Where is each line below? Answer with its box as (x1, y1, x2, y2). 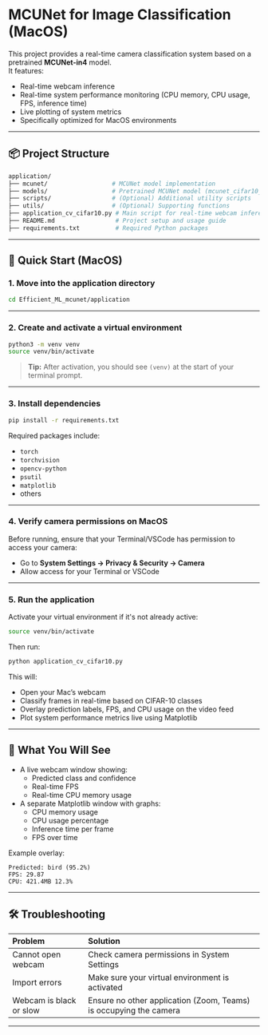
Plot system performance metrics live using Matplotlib (19, 712, 198, 722)
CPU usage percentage (31, 815, 109, 825)
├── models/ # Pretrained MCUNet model (8, 187, 202, 195)
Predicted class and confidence (31, 773, 136, 783)
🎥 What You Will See (8, 744, 112, 757)
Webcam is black (12, 994, 77, 1005)
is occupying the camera (87, 1005, 181, 1016)
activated (87, 981, 124, 993)
